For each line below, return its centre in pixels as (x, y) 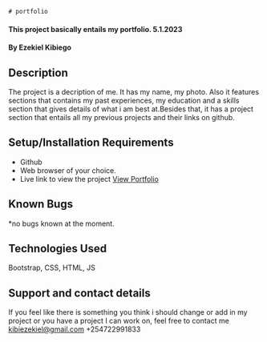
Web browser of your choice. (68, 170)
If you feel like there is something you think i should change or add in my (128, 312)
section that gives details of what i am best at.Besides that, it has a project (131, 109)
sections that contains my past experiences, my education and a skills (124, 101)
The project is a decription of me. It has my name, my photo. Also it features (133, 92)
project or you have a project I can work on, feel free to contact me (119, 321)
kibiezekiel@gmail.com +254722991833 (75, 329)
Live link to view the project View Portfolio (89, 179)
